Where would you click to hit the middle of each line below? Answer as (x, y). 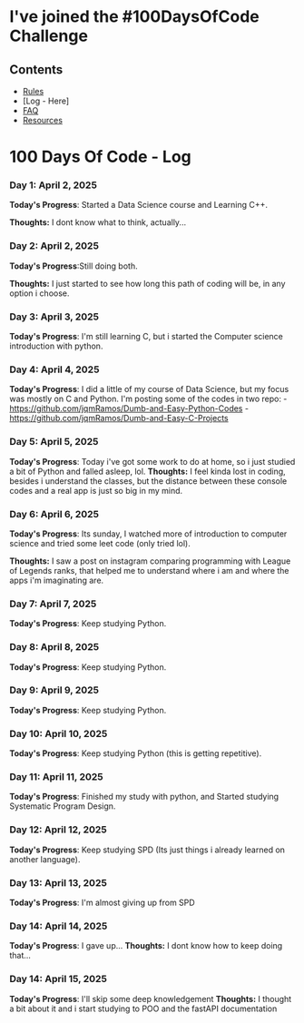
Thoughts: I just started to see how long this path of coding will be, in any (147, 283)
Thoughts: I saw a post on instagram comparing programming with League (150, 561)
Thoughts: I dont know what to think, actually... (98, 222)
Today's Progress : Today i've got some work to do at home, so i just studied (152, 461)
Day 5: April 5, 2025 (54, 442)
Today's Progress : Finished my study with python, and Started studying (144, 797)
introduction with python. (56, 346)
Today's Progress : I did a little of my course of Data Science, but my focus (149, 389)
